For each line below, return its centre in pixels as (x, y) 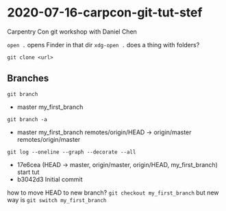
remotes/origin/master (49, 139)
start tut (28, 172)
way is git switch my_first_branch (57, 199)
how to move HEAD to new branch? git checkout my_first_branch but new (113, 193)
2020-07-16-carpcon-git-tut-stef (105, 13)
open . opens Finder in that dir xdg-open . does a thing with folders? (103, 45)
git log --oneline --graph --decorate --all (72, 152)
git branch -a (27, 119)
